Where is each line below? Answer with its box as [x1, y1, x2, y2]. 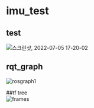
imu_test [6, 4, 49, 18]
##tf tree [6, 89, 28, 96]
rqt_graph [6, 62, 43, 72]
